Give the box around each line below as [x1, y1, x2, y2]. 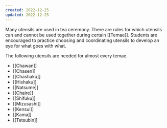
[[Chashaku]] [12, 73, 41, 79]
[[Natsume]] [12, 84, 39, 90]
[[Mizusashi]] [12, 100, 41, 106]
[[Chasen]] [12, 68, 36, 74]
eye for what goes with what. [5, 42, 66, 49]
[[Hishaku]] [12, 79, 37, 85]
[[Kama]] [12, 111, 32, 118]
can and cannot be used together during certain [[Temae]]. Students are [5, 32, 157, 38]
